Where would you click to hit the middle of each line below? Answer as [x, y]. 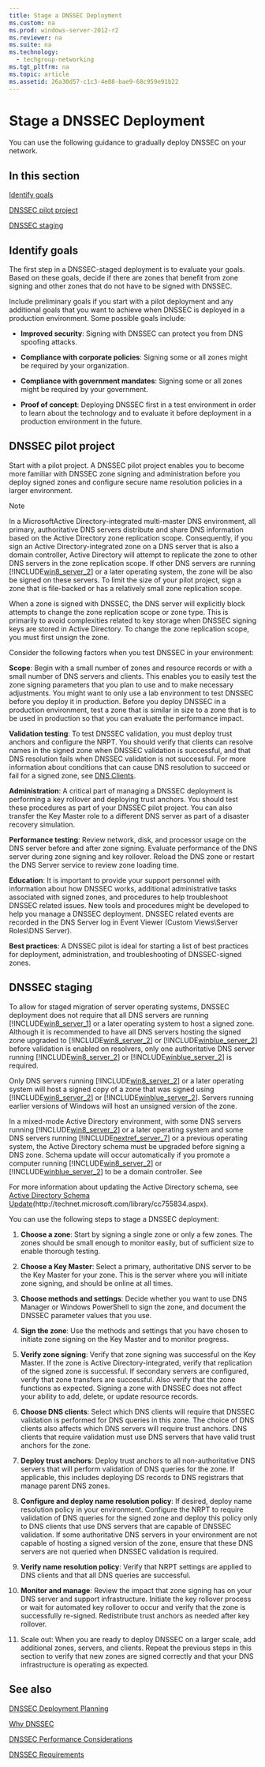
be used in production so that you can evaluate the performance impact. [127, 718]
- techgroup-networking [55, 60]
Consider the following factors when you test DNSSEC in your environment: [132, 652]
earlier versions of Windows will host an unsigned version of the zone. [123, 1106]
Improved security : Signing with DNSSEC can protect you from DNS [132, 333]
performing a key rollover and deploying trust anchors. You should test [124, 799]
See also [30, 1689]
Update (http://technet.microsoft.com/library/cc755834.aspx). [108, 1204]
